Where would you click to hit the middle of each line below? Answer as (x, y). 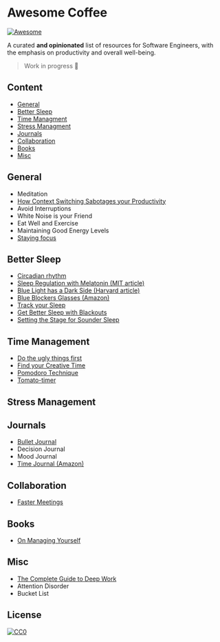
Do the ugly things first (49, 358)
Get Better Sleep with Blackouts (62, 312)
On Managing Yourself (49, 541)
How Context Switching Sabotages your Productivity (91, 201)
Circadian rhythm (42, 276)
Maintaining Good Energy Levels (63, 230)
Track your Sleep (41, 305)
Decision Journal (41, 449)
